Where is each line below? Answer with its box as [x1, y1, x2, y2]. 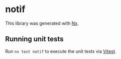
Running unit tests [5, 35, 64, 43]
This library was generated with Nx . [5, 20, 79, 26]
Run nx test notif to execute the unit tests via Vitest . [5, 48, 116, 54]
